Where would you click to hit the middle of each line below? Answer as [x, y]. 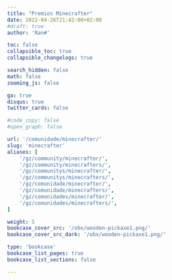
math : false [24, 76]
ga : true [19, 95]
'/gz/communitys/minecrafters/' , [67, 178]
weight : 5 [21, 222]
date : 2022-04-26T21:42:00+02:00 [55, 20]
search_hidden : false [38, 70]
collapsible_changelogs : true [50, 58]
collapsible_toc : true [39, 51]
